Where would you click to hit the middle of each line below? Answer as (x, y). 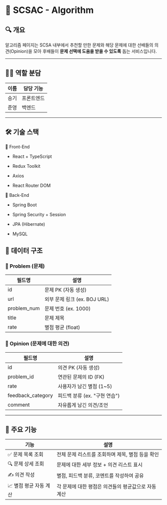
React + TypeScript (32, 156)
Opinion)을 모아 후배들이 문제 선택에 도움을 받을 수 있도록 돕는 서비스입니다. (84, 51)
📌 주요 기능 (21, 430)
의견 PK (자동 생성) (79, 368)
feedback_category (30, 395)
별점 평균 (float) (62, 328)
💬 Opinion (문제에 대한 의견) (37, 344)
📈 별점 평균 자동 (26, 486)
